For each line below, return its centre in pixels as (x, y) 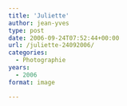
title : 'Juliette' (39, 16)
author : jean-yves (39, 23)
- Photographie (41, 61)
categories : (28, 53)
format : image (32, 82)
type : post (26, 30)
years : (19, 68)
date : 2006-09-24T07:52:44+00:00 (64, 38)
